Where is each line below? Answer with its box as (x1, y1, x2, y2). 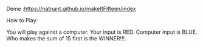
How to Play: (6, 17, 38, 23)
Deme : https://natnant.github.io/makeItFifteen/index (6, 5, 136, 12)
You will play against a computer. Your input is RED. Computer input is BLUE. (6, 28, 198, 36)
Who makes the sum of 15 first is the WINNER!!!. (6, 35, 126, 42)
